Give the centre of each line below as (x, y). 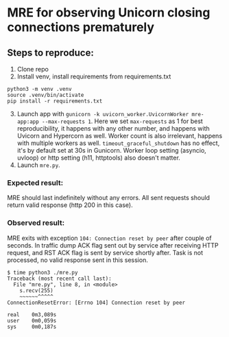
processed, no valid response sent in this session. (78, 260)
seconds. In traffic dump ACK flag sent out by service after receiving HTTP (113, 245)
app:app (28, 122)
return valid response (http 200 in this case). (70, 205)
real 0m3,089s (32, 314)
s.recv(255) (36, 290)
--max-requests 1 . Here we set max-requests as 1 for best (123, 121)
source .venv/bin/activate (46, 95)
